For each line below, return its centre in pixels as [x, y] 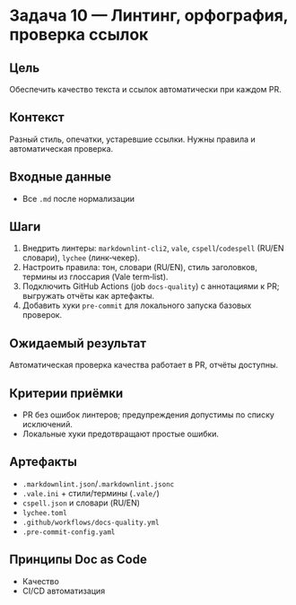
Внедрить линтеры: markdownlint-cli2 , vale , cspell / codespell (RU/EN [153, 249]
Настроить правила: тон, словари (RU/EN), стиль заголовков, [139, 267]
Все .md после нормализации [78, 198]
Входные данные [61, 177]
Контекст [37, 118]
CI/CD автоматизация [64, 591]
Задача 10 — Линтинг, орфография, [149, 16]
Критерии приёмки [66, 393]
